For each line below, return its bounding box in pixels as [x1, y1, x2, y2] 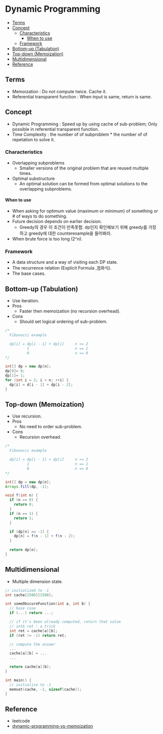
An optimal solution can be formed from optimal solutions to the [19, 180, 148, 187]
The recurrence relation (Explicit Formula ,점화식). [12, 265, 112, 271]
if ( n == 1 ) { [9, 511, 38, 516]
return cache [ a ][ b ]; [9, 664, 51, 669]
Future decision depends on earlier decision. [12, 219, 102, 224]
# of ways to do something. [12, 213, 67, 219]
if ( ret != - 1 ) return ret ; [9, 633, 67, 638]
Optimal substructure [12, 175, 55, 181]
